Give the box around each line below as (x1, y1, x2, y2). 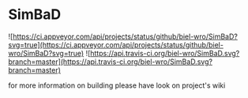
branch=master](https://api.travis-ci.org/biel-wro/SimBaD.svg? (8, 57, 213, 66)
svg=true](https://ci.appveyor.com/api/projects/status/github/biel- (8, 40, 224, 49)
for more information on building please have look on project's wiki (8, 81, 226, 90)
